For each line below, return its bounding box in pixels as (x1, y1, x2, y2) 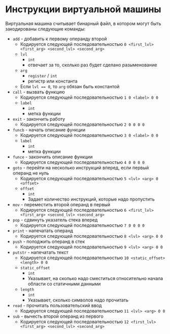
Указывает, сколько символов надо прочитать (27, 297, 128, 303)
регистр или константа (27, 78, 78, 84)
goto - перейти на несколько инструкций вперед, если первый (12, 164, 149, 171)
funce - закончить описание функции (12, 154, 93, 160)
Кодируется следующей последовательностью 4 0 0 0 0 (20, 159, 145, 165)
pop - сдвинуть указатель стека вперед (12, 216, 98, 222)
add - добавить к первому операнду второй (12, 36, 107, 42)
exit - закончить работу (12, 116, 65, 122)
